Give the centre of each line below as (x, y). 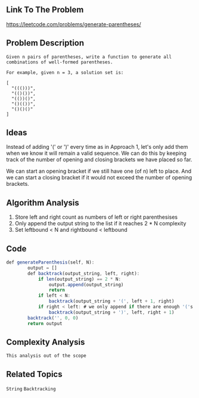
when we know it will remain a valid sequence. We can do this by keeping (96, 153)
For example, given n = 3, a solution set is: (65, 72)
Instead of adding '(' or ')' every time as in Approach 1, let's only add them (97, 147)
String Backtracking (31, 389)
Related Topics (34, 374)
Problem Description (45, 43)
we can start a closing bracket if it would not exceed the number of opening (99, 177)
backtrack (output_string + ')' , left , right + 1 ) (111, 312)
